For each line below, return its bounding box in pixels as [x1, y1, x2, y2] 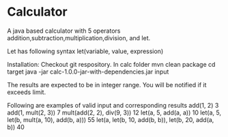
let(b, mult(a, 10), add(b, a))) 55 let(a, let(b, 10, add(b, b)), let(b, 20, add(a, [7, 115, 214, 123]
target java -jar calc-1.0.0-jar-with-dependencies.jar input [7, 67, 169, 76]
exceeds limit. [7, 88, 46, 96]
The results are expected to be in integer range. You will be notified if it [7, 80, 207, 89]
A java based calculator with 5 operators [7, 27, 121, 35]
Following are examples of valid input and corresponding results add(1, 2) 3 [7, 101, 219, 109]
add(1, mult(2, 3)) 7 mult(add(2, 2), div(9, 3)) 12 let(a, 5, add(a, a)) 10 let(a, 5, [7, 108, 222, 117]
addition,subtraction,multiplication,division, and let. [7, 33, 151, 42]
